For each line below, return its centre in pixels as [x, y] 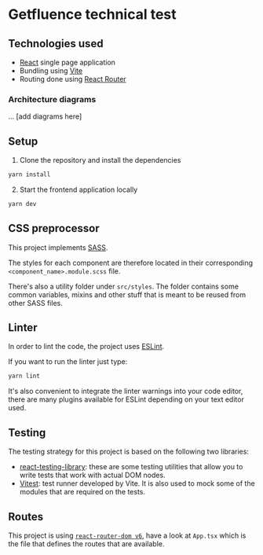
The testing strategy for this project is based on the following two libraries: [129, 452]
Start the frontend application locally [79, 189]
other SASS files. [35, 303]
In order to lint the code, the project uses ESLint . [86, 347]
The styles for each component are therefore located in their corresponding [131, 263]
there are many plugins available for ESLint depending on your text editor [126, 399]
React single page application [68, 62]
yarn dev [22, 204]
